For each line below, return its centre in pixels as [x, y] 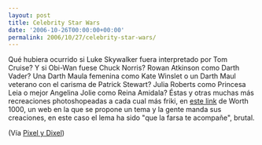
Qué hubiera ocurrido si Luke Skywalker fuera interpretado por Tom [118, 60]
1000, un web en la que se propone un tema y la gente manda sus [115, 110]
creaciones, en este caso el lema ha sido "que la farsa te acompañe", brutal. [131, 118]
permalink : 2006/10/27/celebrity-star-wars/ [82, 37]
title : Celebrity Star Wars [54, 23]
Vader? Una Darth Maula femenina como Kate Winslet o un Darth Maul [122, 76]
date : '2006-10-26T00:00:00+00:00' [66, 30]
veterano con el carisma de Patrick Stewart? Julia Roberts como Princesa [127, 85]
